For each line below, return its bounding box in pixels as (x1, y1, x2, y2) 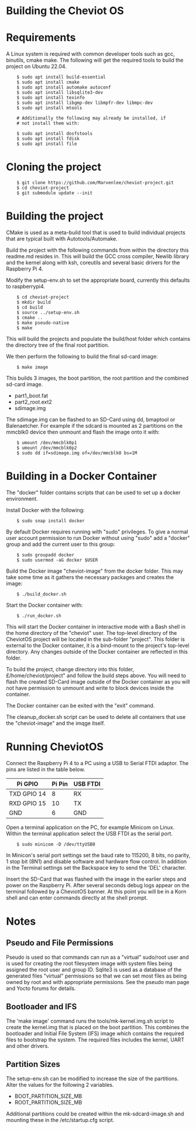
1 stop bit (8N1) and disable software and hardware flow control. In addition (6, 858, 187, 865)
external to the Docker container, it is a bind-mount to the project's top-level (6, 641, 190, 649)
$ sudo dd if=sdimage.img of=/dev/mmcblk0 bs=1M (16, 450, 137, 456)
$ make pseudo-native (16, 320, 69, 326)
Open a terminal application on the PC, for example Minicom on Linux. (6, 823, 175, 831)
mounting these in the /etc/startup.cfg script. (6, 1116, 115, 1123)
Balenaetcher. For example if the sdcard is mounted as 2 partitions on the (6, 422, 183, 429)
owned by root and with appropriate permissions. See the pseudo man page (6, 978, 190, 985)
